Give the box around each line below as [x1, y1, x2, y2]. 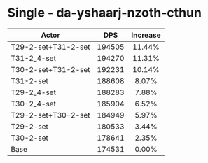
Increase [131, 30, 161, 40]
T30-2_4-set [11, 99, 56, 108]
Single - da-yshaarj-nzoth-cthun [7, 5, 202, 21]
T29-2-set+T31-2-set [11, 42, 90, 52]
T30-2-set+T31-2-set [11, 64, 90, 74]
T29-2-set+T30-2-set [11, 110, 90, 120]
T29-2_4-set [11, 87, 56, 97]
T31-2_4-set [11, 53, 56, 63]
